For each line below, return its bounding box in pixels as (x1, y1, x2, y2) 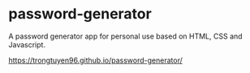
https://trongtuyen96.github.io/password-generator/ (8, 55, 183, 65)
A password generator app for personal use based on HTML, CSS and (8, 31, 243, 41)
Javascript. (8, 39, 46, 49)
